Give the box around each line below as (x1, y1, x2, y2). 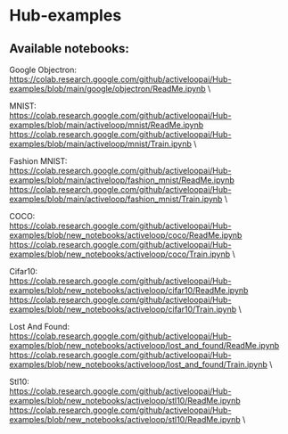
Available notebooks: (9, 41, 129, 56)
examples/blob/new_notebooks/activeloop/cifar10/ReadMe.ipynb (9, 285, 249, 295)
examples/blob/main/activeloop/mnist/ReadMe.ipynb (9, 119, 204, 130)
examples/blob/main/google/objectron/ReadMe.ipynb (9, 84, 207, 94)
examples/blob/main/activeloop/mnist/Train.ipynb (9, 139, 192, 149)
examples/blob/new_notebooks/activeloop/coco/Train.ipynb (9, 249, 231, 259)
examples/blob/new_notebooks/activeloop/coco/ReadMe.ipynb (9, 230, 243, 241)
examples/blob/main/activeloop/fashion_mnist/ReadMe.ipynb (9, 175, 235, 185)
